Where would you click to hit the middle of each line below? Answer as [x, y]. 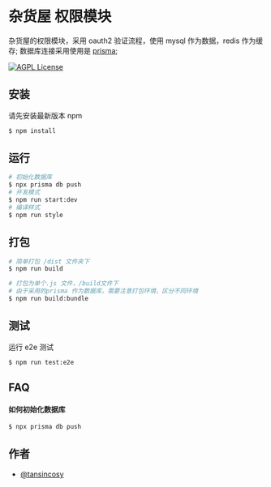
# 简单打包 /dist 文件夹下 [49, 261]
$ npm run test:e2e [41, 362]
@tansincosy [42, 474]
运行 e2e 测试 [31, 347]
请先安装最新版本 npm [45, 115]
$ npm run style [36, 215]
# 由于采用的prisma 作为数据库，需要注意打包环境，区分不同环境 [103, 291]
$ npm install [32, 130]
